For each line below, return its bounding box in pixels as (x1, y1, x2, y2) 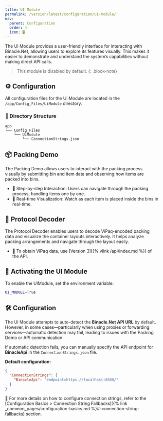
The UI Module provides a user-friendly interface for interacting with (5, 43, 142, 49)
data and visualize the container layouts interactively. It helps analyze (5, 233, 144, 239)
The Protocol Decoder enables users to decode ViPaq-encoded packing (5, 228, 150, 234)
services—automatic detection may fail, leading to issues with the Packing (5, 330, 154, 336)
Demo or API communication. (5, 335, 64, 341)
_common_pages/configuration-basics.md (5, 405, 90, 411)
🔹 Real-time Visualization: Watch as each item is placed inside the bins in (12, 196, 159, 201)
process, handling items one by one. (12, 191, 85, 197)
